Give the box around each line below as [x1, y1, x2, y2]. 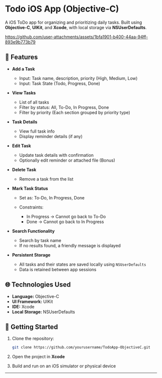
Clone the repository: [12, 335, 54, 342]
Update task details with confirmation [19, 152, 94, 158]
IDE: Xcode [12, 303, 35, 309]
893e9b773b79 [5, 39, 36, 45]
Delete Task [12, 166, 37, 172]
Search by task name [19, 237, 62, 243]
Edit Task [12, 143, 31, 149]
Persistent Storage [12, 252, 51, 257]
